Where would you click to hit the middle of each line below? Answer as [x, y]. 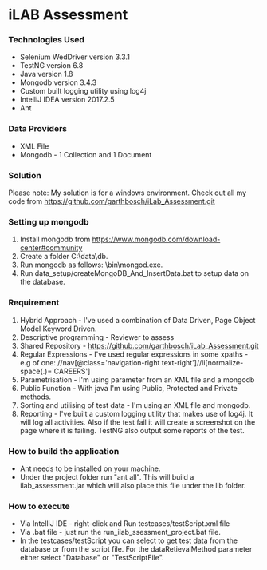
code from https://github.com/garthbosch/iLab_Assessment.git [112, 201]
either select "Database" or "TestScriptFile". [92, 558]
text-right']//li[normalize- [202, 362]
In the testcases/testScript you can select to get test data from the [128, 540]
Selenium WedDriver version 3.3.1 [75, 57]
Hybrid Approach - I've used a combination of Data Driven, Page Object [137, 320]
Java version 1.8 [46, 74]
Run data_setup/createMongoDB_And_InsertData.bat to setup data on [134, 273]
